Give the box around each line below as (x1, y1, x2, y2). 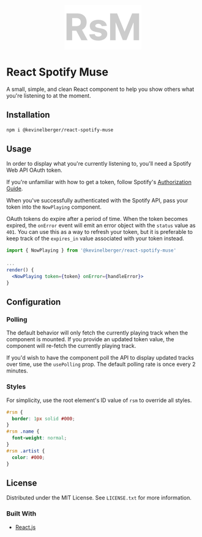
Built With (6, 509, 37, 518)
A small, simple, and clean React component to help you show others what (6, 85, 195, 93)
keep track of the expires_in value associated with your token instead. (6, 235, 185, 242)
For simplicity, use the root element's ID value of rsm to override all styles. (6, 396, 192, 404)
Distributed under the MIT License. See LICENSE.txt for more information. (6, 494, 192, 501)
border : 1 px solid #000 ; (12, 415, 75, 422)
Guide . (6, 185, 23, 192)
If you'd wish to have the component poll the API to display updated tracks (6, 354, 194, 361)
